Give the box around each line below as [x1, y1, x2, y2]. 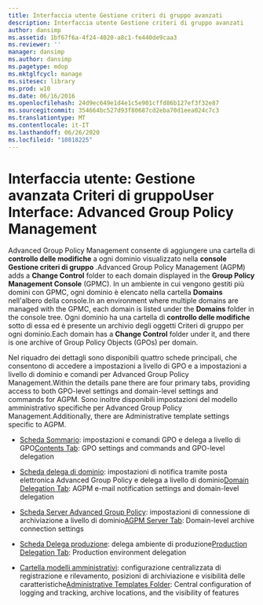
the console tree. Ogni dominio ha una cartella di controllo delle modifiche [8, 312, 250, 323]
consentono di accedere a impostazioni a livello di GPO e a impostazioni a [8, 361, 247, 371]
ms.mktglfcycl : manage [8, 70, 82, 78]
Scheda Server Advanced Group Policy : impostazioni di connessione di [19, 507, 250, 517]
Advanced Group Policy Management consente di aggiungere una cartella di [8, 245, 255, 256]
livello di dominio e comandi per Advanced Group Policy [8, 370, 190, 379]
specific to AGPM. [8, 420, 67, 430]
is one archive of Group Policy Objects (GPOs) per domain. [8, 338, 199, 347]
